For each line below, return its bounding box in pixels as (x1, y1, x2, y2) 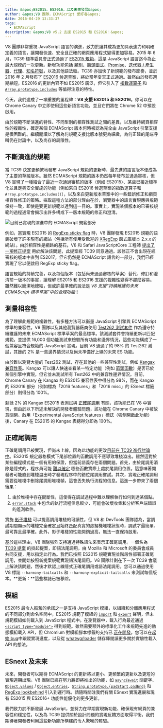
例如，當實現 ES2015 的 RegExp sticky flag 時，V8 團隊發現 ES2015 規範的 (5, 230, 154, 236)
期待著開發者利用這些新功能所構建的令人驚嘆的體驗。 (5, 718, 112, 724)
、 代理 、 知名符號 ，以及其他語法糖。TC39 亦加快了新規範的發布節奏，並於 (9, 68, 158, 73)
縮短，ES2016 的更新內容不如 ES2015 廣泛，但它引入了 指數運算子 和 (9, 80, 147, 86)
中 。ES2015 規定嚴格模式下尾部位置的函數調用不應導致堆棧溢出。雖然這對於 (5, 453, 157, 460)
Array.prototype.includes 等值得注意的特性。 (5, 86, 97, 92)
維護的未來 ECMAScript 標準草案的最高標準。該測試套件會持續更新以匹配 (9, 330, 155, 336)
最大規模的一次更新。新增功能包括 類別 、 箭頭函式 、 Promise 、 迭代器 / (5, 62, 145, 68)
